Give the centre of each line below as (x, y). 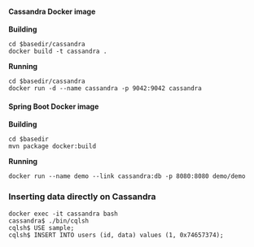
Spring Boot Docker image (54, 106)
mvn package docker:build (52, 146)
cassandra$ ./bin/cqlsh (49, 221)
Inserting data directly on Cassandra (82, 197)
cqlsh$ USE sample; (42, 227)
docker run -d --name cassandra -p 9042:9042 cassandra (105, 89)
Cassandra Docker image (52, 11)
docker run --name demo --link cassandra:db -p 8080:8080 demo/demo (127, 176)
